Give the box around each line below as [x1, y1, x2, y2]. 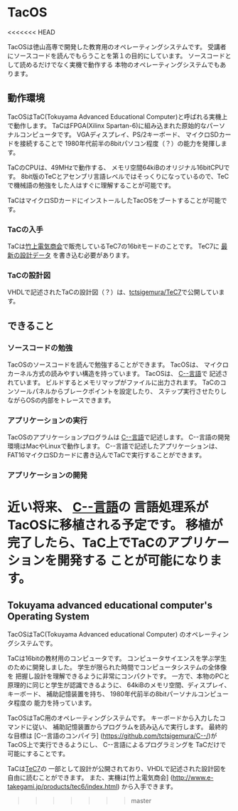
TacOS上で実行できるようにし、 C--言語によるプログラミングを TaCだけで [7, 741, 226, 749]
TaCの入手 [7, 224, 44, 234]
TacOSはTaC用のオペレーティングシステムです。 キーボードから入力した [7, 713, 220, 723]
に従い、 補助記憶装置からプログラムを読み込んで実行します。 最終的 [26, 723, 228, 731]
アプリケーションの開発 [7, 471, 87, 481]
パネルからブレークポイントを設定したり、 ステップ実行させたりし [31, 387, 227, 396]
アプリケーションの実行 [7, 415, 87, 425]
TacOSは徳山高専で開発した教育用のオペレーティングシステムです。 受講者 [7, 42, 227, 51]
